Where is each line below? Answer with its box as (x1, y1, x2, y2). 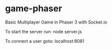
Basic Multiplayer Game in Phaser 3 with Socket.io (5, 19, 108, 25)
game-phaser (5, 3, 63, 14)
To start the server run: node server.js (5, 28, 82, 34)
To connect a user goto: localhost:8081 (5, 38, 85, 44)
